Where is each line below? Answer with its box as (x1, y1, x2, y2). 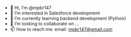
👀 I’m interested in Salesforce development (10, 10, 100, 16)
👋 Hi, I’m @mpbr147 (10, 5, 52, 10)
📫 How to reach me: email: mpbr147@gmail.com (10, 26, 113, 32)
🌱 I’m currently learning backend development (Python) (10, 15, 126, 21)
